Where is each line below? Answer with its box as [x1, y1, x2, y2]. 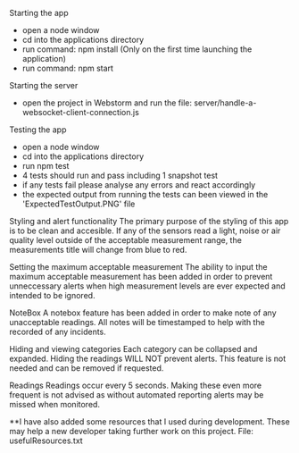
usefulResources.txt [9, 435, 83, 446]
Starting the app [9, 8, 69, 18]
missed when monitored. [9, 399, 101, 409]
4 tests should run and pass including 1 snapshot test [21, 170, 219, 180]
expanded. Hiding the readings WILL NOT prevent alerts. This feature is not [9, 353, 287, 364]
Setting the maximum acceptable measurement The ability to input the [9, 262, 268, 272]
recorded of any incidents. [9, 326, 107, 337]
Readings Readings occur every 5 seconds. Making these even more [9, 380, 262, 390]
